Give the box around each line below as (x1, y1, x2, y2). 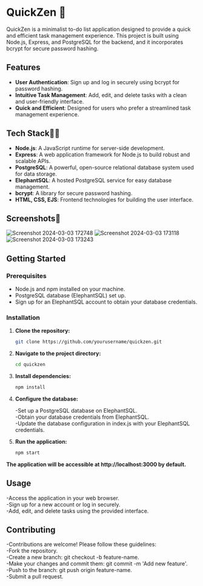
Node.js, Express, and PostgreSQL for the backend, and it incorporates (6, 38, 184, 45)
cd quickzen (15, 362, 45, 368)
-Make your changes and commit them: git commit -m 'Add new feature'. (6, 560, 188, 567)
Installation (6, 313, 41, 322)
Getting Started (6, 253, 66, 264)
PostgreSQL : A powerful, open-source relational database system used (15, 164, 194, 171)
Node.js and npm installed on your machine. (15, 285, 125, 293)
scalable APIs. (15, 157, 51, 164)
